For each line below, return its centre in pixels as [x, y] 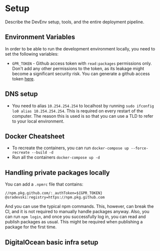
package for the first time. [31, 227]
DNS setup [22, 94]
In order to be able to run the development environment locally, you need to [80, 48]
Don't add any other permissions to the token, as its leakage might [78, 68]
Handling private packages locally [58, 173]
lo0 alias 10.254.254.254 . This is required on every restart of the [78, 111]
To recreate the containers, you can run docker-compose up [70, 148]
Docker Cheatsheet [35, 136]
